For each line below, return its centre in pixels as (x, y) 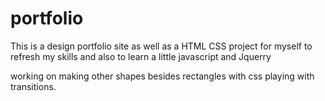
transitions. (33, 86)
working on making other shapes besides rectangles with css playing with (162, 76)
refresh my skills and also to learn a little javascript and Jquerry (141, 56)
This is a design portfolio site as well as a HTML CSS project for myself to (161, 46)
